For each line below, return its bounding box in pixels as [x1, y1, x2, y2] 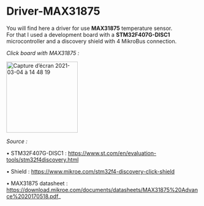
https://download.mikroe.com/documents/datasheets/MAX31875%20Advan [6, 186, 198, 193]
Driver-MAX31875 [6, 4, 100, 18]
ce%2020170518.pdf [6, 193, 59, 200]
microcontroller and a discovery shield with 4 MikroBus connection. [6, 37, 177, 45]
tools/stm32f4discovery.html [6, 156, 79, 163]
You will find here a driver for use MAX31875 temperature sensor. [6, 24, 173, 32]
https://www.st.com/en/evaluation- [67, 149, 157, 156]
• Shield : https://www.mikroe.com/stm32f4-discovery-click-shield [6, 167, 175, 175]
